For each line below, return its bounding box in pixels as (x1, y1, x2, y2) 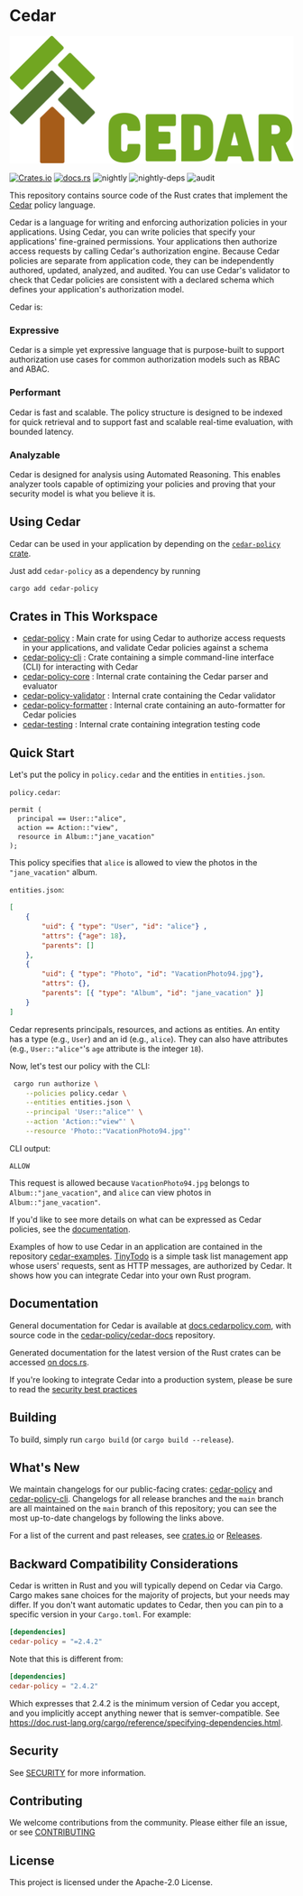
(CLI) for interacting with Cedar (22, 661, 139, 672)
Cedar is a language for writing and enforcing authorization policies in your (9, 217, 288, 228)
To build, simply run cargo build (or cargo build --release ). (9, 1434, 234, 1445)
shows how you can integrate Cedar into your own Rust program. (9, 1270, 252, 1281)
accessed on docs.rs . (9, 1356, 90, 1367)
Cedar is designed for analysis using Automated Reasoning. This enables (9, 468, 281, 479)
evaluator (22, 680, 58, 691)
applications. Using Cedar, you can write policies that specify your (9, 227, 256, 237)
